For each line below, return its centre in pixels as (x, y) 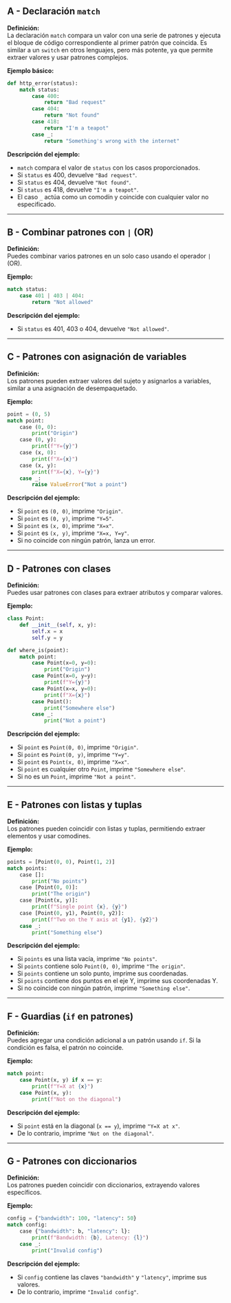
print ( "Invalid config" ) (67, 1251)
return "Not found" (71, 115)
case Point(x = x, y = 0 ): (64, 689)
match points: (27, 868)
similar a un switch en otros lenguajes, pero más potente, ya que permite (110, 50)
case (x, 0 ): (38, 453)
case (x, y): (38, 465)
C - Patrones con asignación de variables (97, 357)
